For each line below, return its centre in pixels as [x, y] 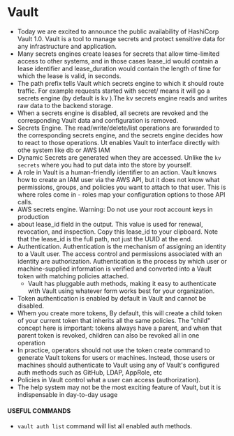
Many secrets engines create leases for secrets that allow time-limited [118, 54]
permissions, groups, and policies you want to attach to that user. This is [122, 187]
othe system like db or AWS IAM [64, 150]
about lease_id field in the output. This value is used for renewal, [110, 224]
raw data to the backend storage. [65, 105]
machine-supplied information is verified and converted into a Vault [114, 269]
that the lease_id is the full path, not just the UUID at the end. [105, 239]
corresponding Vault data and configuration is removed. [98, 120]
